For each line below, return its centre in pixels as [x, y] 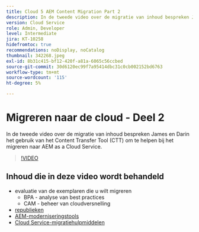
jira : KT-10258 [25, 39]
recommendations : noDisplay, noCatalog [55, 50]
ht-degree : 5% [24, 83]
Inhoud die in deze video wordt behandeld [85, 177]
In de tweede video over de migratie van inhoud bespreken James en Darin [98, 134]
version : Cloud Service [36, 22]
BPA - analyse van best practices [64, 197]
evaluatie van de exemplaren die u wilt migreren [73, 191]
